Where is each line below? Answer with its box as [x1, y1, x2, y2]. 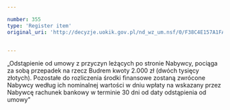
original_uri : [7, 29, 48, 36]
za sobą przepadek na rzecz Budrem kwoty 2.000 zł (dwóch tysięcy [7, 66, 200, 75]
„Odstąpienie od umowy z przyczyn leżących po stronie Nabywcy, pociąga [7, 59, 218, 68]
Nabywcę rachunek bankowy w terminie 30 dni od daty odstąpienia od [7, 88, 207, 96]
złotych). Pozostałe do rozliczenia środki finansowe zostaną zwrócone [7, 74, 205, 82]
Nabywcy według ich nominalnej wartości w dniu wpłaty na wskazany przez [7, 81, 221, 90]
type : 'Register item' [7, 22, 72, 29]
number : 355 [7, 16, 41, 23]
